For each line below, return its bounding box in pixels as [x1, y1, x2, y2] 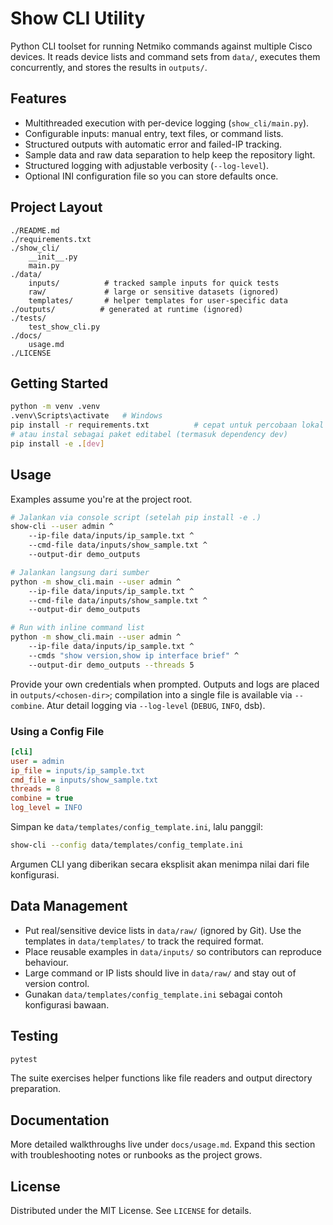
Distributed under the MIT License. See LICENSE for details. [10, 1205, 252, 1217]
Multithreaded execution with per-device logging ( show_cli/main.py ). [24, 117, 310, 129]
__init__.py [28, 252, 78, 262]
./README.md [10, 225, 60, 236]
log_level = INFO [10, 803, 83, 813]
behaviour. [24, 956, 69, 968]
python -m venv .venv [10, 402, 101, 412]
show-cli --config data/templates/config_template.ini [10, 840, 244, 851]
